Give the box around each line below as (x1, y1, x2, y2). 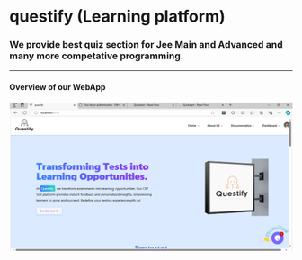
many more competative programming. (9, 49, 184, 62)
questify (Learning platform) (9, 6, 226, 27)
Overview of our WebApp (9, 82, 106, 93)
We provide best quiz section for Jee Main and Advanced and (9, 39, 283, 51)
